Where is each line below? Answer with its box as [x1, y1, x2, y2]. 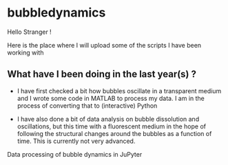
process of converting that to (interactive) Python [17, 101, 158, 110]
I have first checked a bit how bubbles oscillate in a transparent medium [17, 86, 222, 95]
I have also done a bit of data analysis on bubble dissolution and [17, 115, 200, 123]
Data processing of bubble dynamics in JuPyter [7, 150, 143, 158]
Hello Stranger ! [7, 28, 52, 36]
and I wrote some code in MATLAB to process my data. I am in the [17, 94, 205, 102]
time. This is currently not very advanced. [17, 137, 136, 145]
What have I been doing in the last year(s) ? [7, 68, 197, 80]
